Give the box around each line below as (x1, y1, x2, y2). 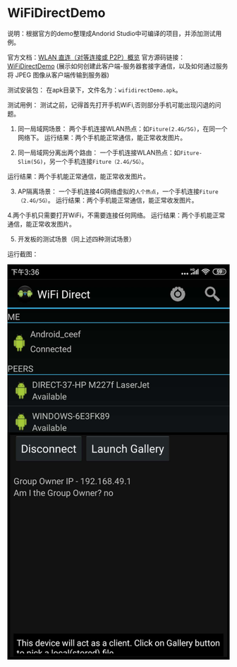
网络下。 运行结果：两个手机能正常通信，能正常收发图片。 (17, 133, 187, 142)
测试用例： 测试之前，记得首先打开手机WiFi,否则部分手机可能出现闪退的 (7, 100, 215, 109)
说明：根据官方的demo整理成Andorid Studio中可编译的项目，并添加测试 (7, 29, 216, 37)
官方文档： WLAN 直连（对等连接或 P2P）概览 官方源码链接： (7, 53, 186, 61)
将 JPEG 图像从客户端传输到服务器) (7, 71, 109, 79)
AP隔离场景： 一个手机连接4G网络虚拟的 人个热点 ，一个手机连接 (17, 187, 200, 196)
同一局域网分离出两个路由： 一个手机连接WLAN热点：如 (17, 148, 181, 157)
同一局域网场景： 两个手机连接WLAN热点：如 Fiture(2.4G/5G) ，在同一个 (17, 124, 228, 133)
